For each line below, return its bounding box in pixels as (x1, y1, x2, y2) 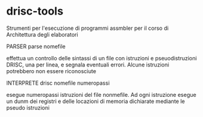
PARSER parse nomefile (6, 43, 66, 50)
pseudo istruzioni (6, 104, 50, 111)
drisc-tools (6, 4, 64, 18)
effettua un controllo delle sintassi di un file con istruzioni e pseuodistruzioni (6, 54, 198, 62)
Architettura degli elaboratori (6, 30, 78, 38)
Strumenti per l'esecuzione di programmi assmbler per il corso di (6, 24, 169, 32)
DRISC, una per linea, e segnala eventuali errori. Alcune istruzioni (6, 61, 170, 68)
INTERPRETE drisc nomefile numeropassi (6, 79, 110, 87)
